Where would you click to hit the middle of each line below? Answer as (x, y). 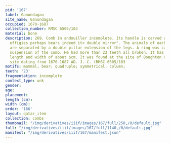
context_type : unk (25, 81)
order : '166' (19, 109)
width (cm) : (18, 104)
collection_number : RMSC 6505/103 (42, 29)
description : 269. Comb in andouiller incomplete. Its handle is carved (83, 39)
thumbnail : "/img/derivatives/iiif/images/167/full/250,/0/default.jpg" (83, 123)
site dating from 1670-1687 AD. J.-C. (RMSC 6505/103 (68, 62)
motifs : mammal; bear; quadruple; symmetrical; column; (65, 66)
